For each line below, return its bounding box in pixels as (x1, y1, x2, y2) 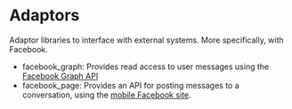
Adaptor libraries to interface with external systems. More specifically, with (9, 35, 284, 45)
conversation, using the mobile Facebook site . (21, 90, 191, 100)
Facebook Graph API (21, 70, 99, 81)
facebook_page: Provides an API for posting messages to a (21, 80, 240, 90)
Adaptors (9, 5, 80, 26)
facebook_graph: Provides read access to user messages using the (21, 61, 270, 72)
